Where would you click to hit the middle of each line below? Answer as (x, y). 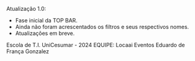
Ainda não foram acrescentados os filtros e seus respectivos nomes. (102, 27)
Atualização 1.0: (26, 9)
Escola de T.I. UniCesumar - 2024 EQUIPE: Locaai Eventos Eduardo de (96, 45)
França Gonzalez (28, 51)
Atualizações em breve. (45, 33)
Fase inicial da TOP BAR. (46, 20)
